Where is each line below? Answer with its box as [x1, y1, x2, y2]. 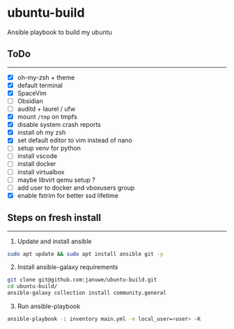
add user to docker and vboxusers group [17, 183, 135, 192]
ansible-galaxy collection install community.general [7, 289, 167, 297]
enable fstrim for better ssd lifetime [17, 191, 118, 199]
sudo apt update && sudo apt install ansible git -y [7, 250, 164, 257]
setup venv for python [17, 144, 81, 153]
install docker [17, 160, 56, 168]
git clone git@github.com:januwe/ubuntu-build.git [7, 277, 157, 284]
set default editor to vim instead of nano [17, 136, 132, 144]
